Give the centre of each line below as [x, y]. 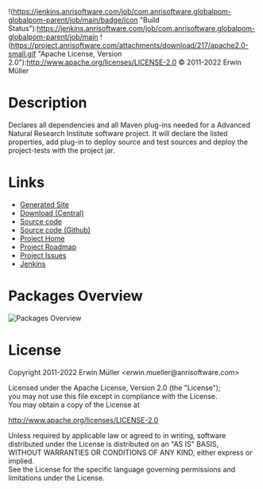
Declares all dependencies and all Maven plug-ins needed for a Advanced [129, 125]
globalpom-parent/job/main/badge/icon [73, 20]
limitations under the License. [56, 478]
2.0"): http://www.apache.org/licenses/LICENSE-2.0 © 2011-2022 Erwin [125, 62]
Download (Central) [52, 213]
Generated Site [44, 204]
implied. [21, 460]
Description [48, 103]
